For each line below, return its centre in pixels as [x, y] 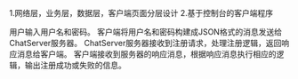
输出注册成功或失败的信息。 [75, 65]
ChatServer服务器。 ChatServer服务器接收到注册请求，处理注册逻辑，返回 [145, 43]
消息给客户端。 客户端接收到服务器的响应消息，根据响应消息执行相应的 [146, 54]
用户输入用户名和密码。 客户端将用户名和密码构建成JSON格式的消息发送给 [146, 32]
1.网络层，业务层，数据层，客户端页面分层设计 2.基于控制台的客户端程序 [141, 13]
